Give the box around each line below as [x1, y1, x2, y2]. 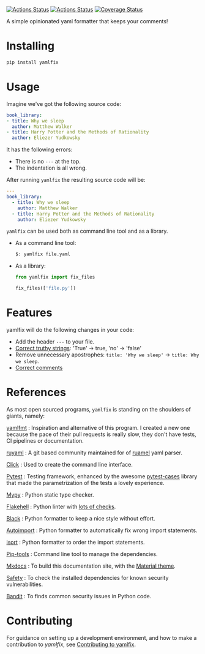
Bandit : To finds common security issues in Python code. [6, 592, 152, 599]
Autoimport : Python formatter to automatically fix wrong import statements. [6, 527, 198, 534]
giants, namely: [6, 412, 45, 419]
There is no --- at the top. [15, 158, 81, 165]
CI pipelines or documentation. [6, 437, 84, 444]
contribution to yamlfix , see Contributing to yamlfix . [6, 641, 136, 648]
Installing [6, 39, 55, 53]
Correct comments [15, 364, 63, 371]
